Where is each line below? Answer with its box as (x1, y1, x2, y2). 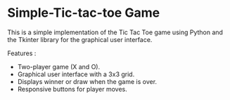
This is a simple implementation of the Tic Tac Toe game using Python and (7, 28, 224, 36)
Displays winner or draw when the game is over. (17, 77, 157, 85)
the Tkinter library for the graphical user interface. (7, 35, 153, 43)
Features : (7, 49, 37, 57)
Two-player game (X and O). (17, 62, 101, 71)
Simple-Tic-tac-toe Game (7, 5, 160, 21)
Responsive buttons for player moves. (17, 85, 128, 93)
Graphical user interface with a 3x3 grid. (17, 70, 135, 78)
